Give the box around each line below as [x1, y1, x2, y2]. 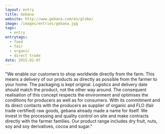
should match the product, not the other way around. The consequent [5, 87, 147, 93]
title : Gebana [5, 12, 34, 17]
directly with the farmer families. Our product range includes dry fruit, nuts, [5, 118, 158, 124]
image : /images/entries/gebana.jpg [5, 21, 78, 26]
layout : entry [5, 7, 34, 12]
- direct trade [9, 53, 41, 58]
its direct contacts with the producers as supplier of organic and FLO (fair [5, 102, 154, 108]
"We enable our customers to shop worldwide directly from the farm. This [5, 71, 155, 77]
